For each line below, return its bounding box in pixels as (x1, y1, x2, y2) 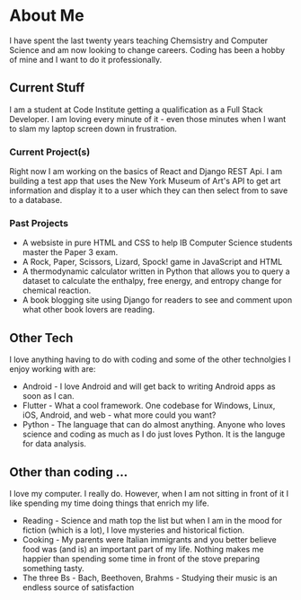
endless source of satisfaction (22, 581, 135, 593)
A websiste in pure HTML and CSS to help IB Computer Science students (22, 237, 293, 248)
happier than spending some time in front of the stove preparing (22, 553, 261, 564)
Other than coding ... (9, 464, 128, 480)
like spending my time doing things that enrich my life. (9, 498, 209, 508)
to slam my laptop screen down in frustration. (9, 123, 178, 134)
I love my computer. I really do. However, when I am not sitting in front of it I (9, 488, 289, 499)
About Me (9, 5, 84, 26)
